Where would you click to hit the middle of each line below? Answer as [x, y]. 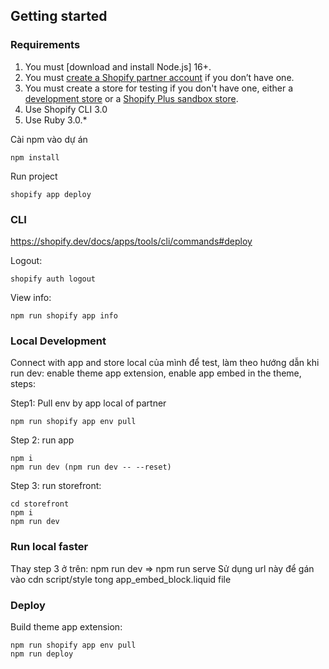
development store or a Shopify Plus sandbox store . [131, 98]
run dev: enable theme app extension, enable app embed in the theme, [156, 373]
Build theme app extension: [66, 626]
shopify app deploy [51, 194]
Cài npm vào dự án [49, 139]
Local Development [58, 341]
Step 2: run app [42, 440]
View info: [31, 297]
